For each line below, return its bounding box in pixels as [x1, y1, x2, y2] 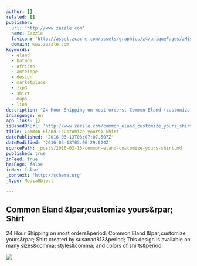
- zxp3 [11, 85, 28, 91]
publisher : [6, 19, 33, 25]
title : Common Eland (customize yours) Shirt [6, 129, 119, 135]
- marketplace [11, 80, 46, 86]
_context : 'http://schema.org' [6, 173, 83, 179]
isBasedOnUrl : [6, 123, 41, 129]
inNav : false [6, 167, 38, 173]
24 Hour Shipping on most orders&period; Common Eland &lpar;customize [6, 230, 186, 237]
